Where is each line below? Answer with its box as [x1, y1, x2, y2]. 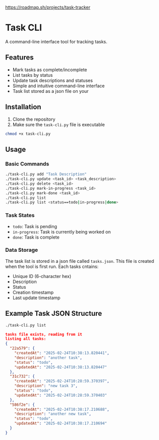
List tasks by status [12, 72, 53, 78]
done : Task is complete [12, 234, 60, 240]
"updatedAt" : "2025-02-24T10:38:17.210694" [14, 421, 108, 426]
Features [5, 53, 34, 62]
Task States [5, 212, 35, 219]
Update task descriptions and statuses [12, 77, 93, 83]
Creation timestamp [12, 289, 54, 295]
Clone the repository [12, 116, 56, 122]
